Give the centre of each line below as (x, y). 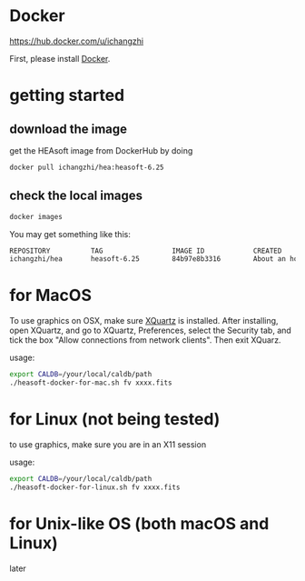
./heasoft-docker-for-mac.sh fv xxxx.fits (91, 383)
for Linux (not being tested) (115, 420)
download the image (69, 129)
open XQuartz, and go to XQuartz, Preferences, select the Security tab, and (151, 331)
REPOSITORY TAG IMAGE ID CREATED (146, 251)
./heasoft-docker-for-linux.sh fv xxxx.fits (95, 487)
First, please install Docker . (60, 58)
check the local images (76, 196)
